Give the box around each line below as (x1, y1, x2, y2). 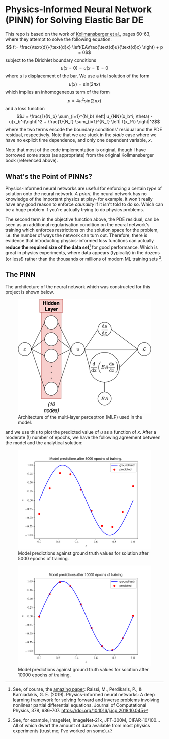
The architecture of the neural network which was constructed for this (5, 283, 151, 290)
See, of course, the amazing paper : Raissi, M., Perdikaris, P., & (12, 686, 142, 692)
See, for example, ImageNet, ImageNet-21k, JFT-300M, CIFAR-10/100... (12, 717, 160, 723)
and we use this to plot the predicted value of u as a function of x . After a (5, 429, 157, 435)
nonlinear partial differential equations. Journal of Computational (12, 702, 147, 708)
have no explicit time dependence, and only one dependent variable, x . (5, 137, 152, 143)
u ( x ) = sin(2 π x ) (68, 80, 101, 87)
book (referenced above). (5, 157, 58, 163)
